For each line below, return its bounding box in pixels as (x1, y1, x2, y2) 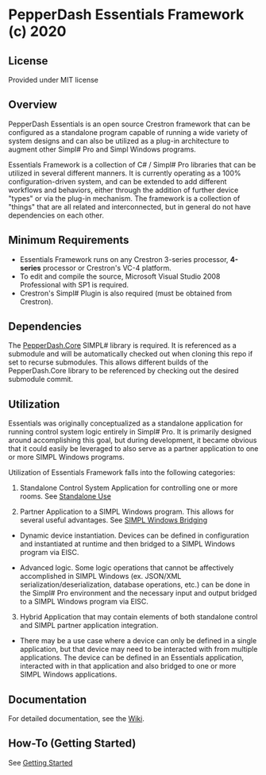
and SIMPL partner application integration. (19, 621, 159, 630)
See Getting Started (8, 758, 73, 767)
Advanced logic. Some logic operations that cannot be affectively (19, 563, 234, 573)
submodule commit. (8, 375, 74, 384)
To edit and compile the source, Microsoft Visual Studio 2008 (19, 272, 221, 281)
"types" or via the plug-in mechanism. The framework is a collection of (8, 193, 241, 203)
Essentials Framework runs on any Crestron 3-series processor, (19, 254, 229, 264)
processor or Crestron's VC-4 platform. (42, 263, 172, 272)
